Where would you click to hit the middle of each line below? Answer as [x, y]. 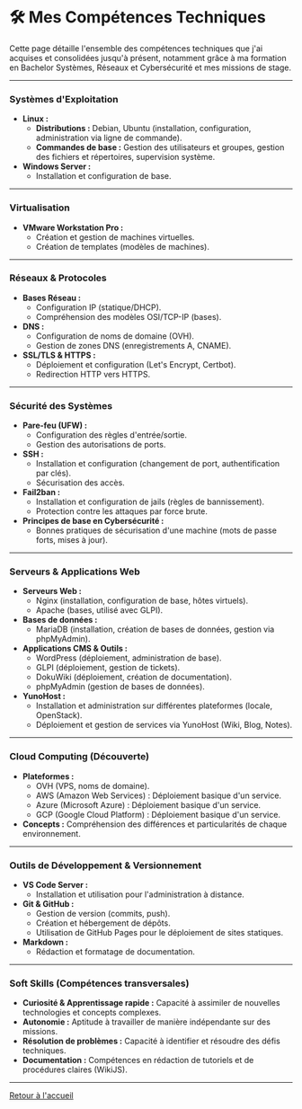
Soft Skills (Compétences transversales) [99, 983]
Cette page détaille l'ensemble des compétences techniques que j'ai [136, 48]
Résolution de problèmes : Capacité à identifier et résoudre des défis [151, 1041]
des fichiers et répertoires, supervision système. [125, 157]
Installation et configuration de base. [104, 176]
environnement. [51, 833]
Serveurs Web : [52, 591]
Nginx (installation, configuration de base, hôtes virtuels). [142, 601]
